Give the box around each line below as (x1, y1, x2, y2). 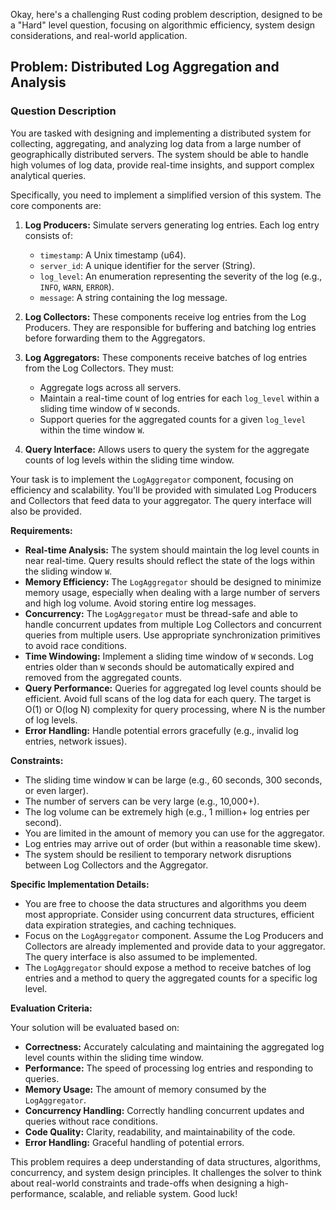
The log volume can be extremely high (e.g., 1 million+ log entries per (24, 805, 310, 818)
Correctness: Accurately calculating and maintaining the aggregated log (24, 1040, 325, 1053)
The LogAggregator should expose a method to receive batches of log (24, 961, 312, 973)
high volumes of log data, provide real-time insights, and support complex (10, 159, 315, 171)
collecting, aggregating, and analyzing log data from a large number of (10, 137, 302, 149)
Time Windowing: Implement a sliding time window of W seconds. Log (24, 650, 314, 662)
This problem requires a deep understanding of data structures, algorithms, (10, 1155, 321, 1168)
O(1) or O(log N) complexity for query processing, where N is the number (24, 703, 326, 715)
